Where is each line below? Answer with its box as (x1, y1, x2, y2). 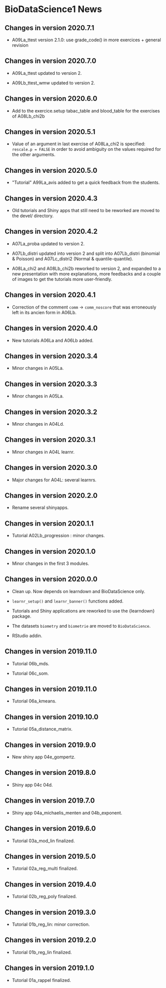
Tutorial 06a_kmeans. (11, 698, 56, 704)
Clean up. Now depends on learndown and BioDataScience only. (11, 588, 145, 594)
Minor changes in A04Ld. (11, 421, 64, 427)
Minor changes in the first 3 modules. (11, 560, 89, 566)
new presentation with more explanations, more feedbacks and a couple (11, 270, 161, 277)
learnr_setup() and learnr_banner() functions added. (11, 598, 123, 604)
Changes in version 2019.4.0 (4, 880, 96, 888)
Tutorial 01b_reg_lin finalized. (11, 949, 72, 955)
